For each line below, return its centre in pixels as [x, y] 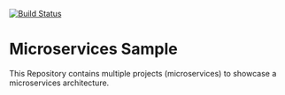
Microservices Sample [94, 49]
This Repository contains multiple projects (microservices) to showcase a [143, 73]
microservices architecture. [59, 83]
